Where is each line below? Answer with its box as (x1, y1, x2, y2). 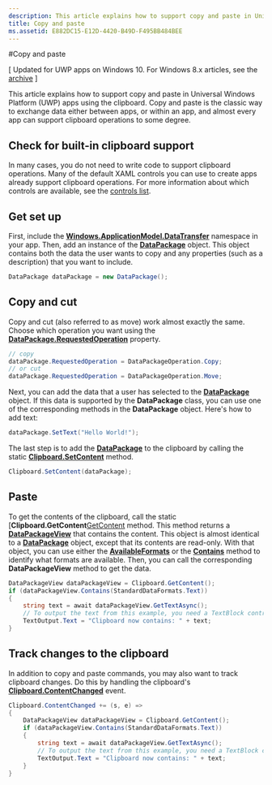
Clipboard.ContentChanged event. (8, 685, 126, 695)
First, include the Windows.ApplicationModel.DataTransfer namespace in (8, 231, 259, 240)
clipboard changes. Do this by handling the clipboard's (8, 677, 191, 687)
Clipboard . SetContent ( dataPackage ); (8, 468, 132, 476)
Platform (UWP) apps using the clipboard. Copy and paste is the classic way (8, 98, 263, 108)
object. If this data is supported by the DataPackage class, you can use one (8, 395, 261, 406)
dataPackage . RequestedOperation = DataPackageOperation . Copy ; (8, 357, 223, 365)
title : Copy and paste (8, 19, 85, 28)
